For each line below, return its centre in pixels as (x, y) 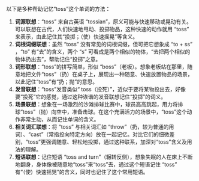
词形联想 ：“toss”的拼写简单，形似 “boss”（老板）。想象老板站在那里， (101, 67)
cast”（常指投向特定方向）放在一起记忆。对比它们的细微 (100, 134)
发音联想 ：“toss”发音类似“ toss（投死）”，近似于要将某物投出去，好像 (100, 89)
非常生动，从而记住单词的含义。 (60, 119)
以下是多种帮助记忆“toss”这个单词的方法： (58, 9)
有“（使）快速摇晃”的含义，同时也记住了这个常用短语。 (82, 172)
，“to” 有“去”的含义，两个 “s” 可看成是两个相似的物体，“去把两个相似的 (102, 52)
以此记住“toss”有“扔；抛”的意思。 (56, 82)
